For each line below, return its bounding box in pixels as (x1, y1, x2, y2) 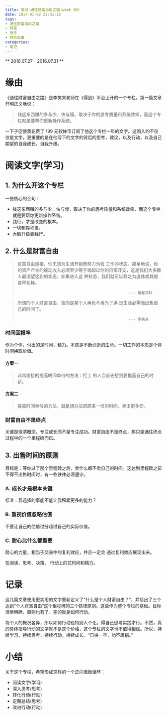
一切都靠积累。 (12, 225, 43, 231)
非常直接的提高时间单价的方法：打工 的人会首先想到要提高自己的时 (17, 372, 154, 378)
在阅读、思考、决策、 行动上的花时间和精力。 (5, 560, 98, 566)
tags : (5, 16, 16, 21)
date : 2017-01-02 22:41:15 (5, 12, 61, 17)
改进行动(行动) (12, 704, 42, 710)
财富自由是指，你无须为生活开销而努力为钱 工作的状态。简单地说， (17, 261, 154, 267)
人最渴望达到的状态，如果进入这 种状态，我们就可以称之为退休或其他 (17, 274, 158, 280)
